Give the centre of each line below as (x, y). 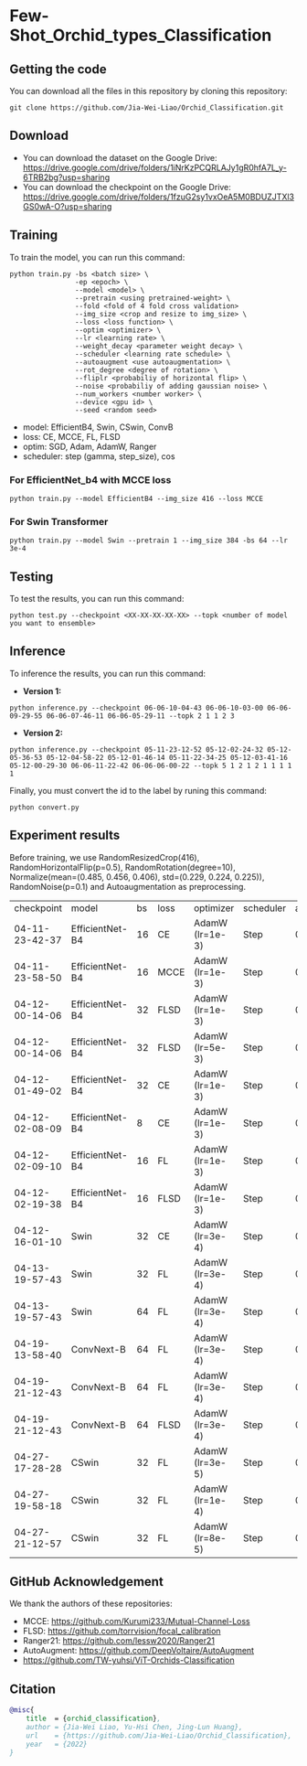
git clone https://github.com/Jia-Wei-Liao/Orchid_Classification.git (147, 108)
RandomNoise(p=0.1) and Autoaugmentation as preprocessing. (128, 886)
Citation (33, 1689)
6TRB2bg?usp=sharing (66, 177)
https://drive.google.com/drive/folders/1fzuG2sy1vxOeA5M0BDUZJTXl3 (159, 197)
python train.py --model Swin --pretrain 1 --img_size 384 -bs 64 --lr (148, 541)
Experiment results (65, 835)
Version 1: (42, 690)
